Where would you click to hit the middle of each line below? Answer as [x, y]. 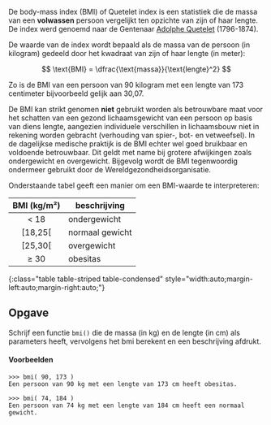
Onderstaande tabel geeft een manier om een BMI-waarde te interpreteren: [134, 185]
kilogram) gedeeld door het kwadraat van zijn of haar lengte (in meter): [127, 53]
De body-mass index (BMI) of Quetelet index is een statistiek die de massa [133, 12]
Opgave [29, 313]
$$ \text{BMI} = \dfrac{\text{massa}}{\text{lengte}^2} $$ [136, 69]
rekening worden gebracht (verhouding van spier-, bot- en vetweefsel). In [132, 135]
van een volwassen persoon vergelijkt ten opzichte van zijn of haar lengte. [133, 20]
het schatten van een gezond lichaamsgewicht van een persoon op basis [131, 118]
